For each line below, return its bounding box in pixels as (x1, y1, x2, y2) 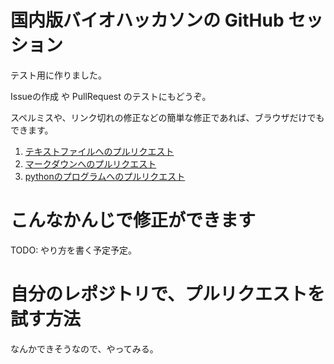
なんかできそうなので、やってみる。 (10, 342, 159, 355)
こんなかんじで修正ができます (10, 209, 257, 232)
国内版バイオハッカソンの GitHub (10, 9, 285, 32)
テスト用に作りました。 (10, 69, 107, 81)
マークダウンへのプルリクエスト (24, 157, 157, 170)
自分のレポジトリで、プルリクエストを (10, 283, 325, 306)
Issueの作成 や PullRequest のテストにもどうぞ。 (10, 90, 212, 102)
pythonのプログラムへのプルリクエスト (24, 170, 186, 182)
